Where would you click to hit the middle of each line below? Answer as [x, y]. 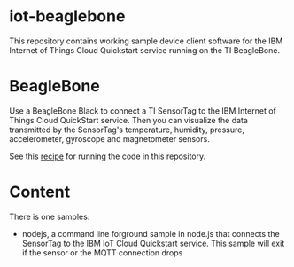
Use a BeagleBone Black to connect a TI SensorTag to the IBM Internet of [143, 110]
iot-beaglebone [67, 16]
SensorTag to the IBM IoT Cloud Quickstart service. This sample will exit [153, 243]
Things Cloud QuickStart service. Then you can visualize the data [128, 120]
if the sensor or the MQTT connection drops [102, 252]
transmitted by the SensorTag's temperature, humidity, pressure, [127, 130]
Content [40, 192]
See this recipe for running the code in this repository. [108, 156]
